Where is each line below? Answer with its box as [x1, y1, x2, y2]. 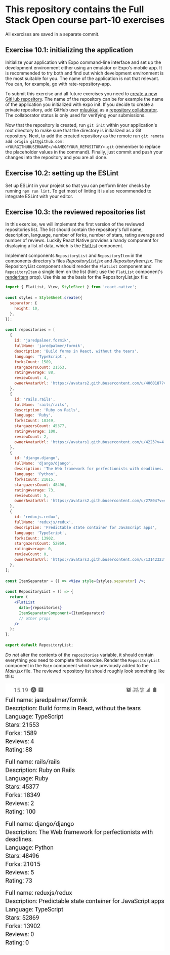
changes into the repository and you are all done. [5, 154, 108, 160]
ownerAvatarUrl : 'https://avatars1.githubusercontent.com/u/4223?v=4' [14, 439, 166, 444]
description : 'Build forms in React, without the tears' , [14, 349, 139, 354]
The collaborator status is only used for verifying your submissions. [5, 112, 146, 118]
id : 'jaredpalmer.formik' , [14, 338, 71, 343]
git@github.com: [30, 139, 65, 144]
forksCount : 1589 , [14, 359, 53, 364]
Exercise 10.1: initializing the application [5, 46, 133, 54]
